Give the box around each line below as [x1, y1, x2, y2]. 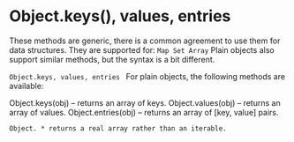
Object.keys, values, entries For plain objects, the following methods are [9, 71, 285, 81]
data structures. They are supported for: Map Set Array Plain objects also [9, 44, 275, 55]
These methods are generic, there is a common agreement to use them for [9, 35, 281, 46]
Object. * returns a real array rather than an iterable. [9, 123, 227, 133]
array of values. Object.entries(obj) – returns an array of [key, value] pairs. [9, 107, 279, 117]
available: [9, 80, 44, 91]
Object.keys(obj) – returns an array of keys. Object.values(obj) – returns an [9, 97, 281, 108]
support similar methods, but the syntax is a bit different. [9, 54, 215, 64]
